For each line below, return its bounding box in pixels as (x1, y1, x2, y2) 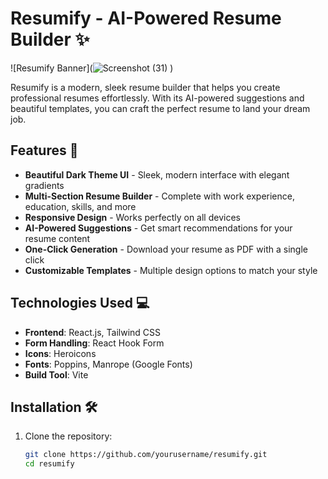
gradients (24, 179, 65, 191)
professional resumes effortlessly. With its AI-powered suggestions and (10, 92, 305, 104)
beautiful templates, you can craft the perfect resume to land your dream (10, 102, 311, 114)
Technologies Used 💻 (10, 295, 150, 312)
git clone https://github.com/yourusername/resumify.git (24, 450, 268, 460)
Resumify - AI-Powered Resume (10, 7, 282, 30)
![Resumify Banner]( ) (10, 62, 174, 74)
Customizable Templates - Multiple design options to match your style (24, 264, 318, 276)
